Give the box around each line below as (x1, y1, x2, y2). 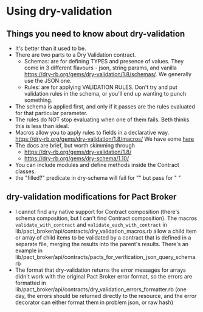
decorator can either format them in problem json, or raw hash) (15, 299, 173, 306)
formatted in (15, 279, 46, 286)
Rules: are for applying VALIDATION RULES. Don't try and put (24, 83, 177, 91)
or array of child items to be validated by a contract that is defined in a (15, 233, 191, 241)
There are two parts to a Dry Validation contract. (15, 51, 137, 58)
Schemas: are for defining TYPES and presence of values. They (24, 58, 184, 65)
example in (15, 247, 43, 254)
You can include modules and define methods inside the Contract (15, 161, 179, 168)
